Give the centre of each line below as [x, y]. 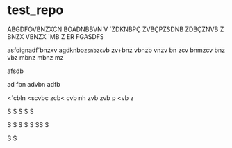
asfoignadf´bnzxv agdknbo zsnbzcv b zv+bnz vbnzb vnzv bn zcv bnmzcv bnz [116, 50]
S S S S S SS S [28, 124]
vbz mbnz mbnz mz [35, 57]
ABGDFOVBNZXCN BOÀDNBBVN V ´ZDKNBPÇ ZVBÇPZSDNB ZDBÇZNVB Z [116, 29]
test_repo [35, 10]
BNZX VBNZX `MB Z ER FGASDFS [56, 36]
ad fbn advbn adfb [34, 84]
